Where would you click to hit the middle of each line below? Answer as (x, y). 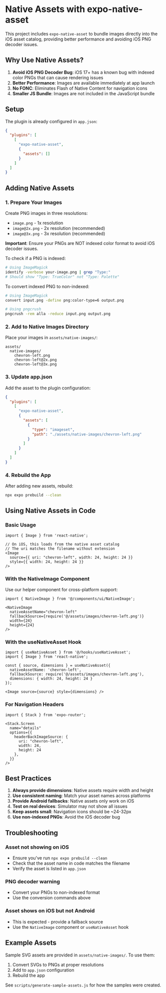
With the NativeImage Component (47, 579)
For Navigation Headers (34, 704)
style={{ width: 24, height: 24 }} (47, 562)
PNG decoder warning (32, 882)
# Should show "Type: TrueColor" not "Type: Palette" (62, 277)
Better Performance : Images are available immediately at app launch (83, 83)
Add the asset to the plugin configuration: (48, 388)
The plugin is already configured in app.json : (51, 121)
